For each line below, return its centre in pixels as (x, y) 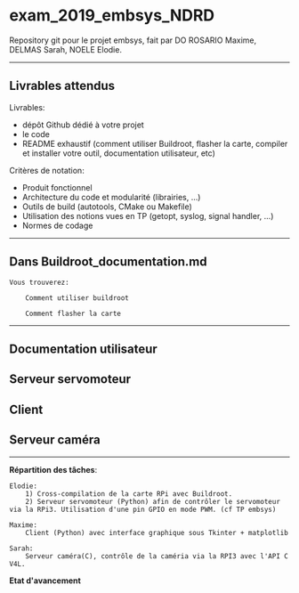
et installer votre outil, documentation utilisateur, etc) (119, 153)
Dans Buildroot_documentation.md (108, 262)
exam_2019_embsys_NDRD (112, 16)
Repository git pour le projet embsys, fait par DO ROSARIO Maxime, (133, 40)
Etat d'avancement (45, 581)
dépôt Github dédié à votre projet (83, 125)
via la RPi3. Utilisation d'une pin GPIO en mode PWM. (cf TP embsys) (143, 509)
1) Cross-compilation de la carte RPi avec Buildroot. (129, 494)
